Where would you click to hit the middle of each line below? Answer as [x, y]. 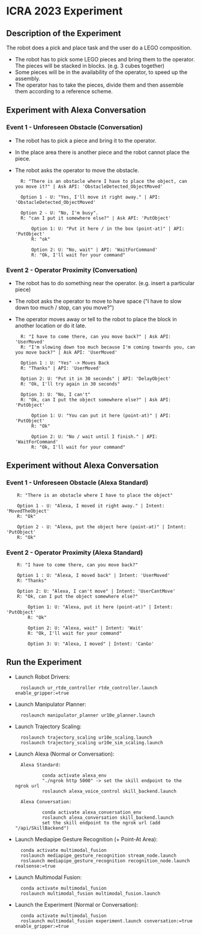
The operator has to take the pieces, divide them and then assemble [99, 85]
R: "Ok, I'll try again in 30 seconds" [70, 384]
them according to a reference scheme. [64, 91]
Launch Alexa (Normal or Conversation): [65, 754]
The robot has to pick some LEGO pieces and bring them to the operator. [105, 59]
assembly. [28, 79]
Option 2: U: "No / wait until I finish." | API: [94, 437]
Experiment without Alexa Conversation [82, 465]
